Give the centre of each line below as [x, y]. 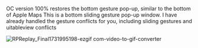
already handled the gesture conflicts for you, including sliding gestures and [99, 21]
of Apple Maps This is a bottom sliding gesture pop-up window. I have [92, 15]
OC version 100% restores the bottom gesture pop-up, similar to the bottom [99, 9]
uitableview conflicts [31, 27]
